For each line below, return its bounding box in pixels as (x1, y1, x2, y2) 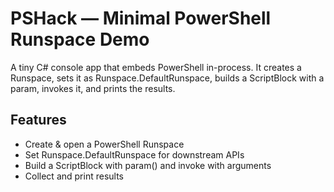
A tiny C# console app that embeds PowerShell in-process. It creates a (10, 61, 302, 73)
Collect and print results (24, 170, 124, 182)
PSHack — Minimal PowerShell (10, 7, 272, 30)
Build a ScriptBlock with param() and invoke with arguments (24, 159, 272, 171)
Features (10, 112, 67, 129)
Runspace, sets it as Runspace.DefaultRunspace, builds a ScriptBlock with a (10, 72, 325, 84)
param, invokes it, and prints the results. (10, 82, 176, 94)
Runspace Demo (10, 28, 150, 51)
